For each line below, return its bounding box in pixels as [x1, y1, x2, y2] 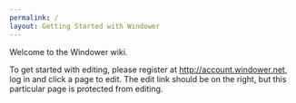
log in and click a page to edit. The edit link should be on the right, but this [9, 73, 287, 84]
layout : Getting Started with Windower [9, 22, 161, 31]
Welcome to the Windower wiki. [9, 46, 128, 57]
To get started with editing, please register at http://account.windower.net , [9, 64, 288, 75]
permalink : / [9, 13, 59, 23]
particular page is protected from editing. [9, 83, 163, 94]
